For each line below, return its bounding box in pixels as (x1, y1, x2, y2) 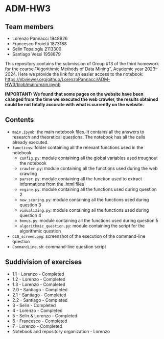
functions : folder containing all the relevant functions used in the (12, 144, 143, 150)
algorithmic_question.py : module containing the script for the (19, 223, 145, 228)
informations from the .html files (19, 181, 84, 187)
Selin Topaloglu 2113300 (12, 46, 62, 52)
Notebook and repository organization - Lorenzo (12, 328, 110, 334)
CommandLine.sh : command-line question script (12, 244, 106, 250)
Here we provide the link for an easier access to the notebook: (18, 71, 144, 77)
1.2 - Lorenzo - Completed (12, 276, 66, 282)
